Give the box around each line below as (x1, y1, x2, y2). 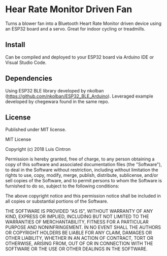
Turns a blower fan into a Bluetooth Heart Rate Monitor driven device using (5, 20, 161, 26)
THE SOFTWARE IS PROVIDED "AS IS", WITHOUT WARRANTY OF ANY (5, 208, 153, 214)
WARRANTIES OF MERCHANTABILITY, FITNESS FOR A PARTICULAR (5, 219, 149, 225)
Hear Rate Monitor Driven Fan (5, 4, 132, 15)
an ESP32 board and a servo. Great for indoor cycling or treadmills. (5, 25, 146, 31)
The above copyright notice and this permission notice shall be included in (5, 193, 161, 199)
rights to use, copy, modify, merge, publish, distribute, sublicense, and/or (5, 172, 158, 178)
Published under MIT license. (5, 126, 66, 133)
